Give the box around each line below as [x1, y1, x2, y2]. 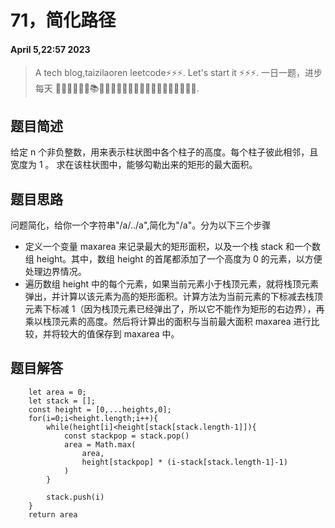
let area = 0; [28, 387, 87, 397]
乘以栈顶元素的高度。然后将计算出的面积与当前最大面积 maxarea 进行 [24, 316, 312, 328]
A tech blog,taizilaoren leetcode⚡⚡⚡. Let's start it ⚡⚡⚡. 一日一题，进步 [34, 67, 323, 79]
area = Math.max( [63, 439, 137, 450]
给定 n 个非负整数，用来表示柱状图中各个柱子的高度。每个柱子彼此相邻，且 [10, 146, 319, 158]
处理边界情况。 [24, 266, 87, 278]
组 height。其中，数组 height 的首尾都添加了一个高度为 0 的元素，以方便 [24, 253, 323, 265]
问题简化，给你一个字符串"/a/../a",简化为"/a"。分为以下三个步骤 [10, 219, 272, 231]
